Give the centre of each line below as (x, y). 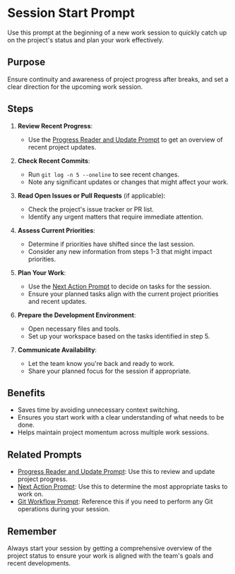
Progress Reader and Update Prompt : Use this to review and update (116, 472)
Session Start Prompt (71, 13)
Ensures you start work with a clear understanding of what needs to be (121, 417)
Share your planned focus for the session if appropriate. (109, 371)
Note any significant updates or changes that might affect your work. (128, 182)
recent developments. (39, 563)
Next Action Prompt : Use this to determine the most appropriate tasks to (122, 487)
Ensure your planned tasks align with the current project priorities (123, 293)
